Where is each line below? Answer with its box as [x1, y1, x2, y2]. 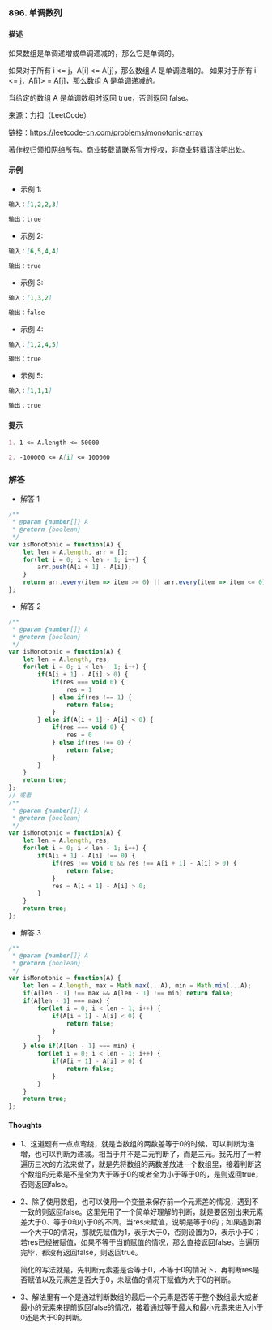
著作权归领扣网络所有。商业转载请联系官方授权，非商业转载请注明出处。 [8, 145, 249, 155]
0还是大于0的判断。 [19, 1313, 87, 1323]
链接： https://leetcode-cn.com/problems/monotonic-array [8, 127, 204, 137]
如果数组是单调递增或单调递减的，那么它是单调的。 [8, 49, 179, 58]
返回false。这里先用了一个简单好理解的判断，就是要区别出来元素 [48, 1207, 264, 1217]
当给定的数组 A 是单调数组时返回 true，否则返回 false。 [8, 93, 193, 103]
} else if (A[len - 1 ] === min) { [23, 1042, 136, 1051]
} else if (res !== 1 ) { [51, 693, 132, 702]
